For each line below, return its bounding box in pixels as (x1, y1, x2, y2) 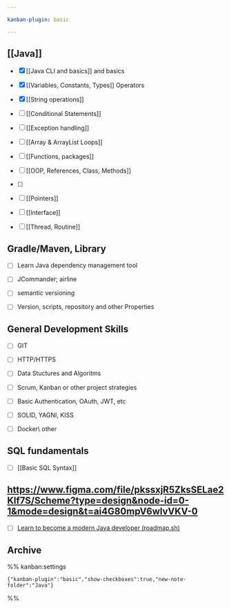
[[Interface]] (26, 209, 61, 217)
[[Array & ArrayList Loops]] (26, 138, 103, 146)
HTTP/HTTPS (17, 355, 57, 363)
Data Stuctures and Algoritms (17, 369, 101, 377)
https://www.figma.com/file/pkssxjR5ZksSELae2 (7, 484, 224, 496)
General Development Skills (7, 323, 129, 335)
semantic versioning (17, 289, 75, 297)
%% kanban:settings (7, 562, 67, 571)
